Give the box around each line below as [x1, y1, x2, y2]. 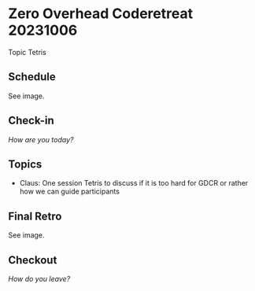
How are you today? [8, 134, 74, 144]
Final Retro [8, 209, 62, 223]
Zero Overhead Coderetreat [8, 5, 194, 23]
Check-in [8, 114, 55, 127]
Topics [8, 157, 42, 171]
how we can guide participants [19, 186, 120, 197]
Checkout [8, 253, 57, 267]
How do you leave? [8, 274, 71, 283]
